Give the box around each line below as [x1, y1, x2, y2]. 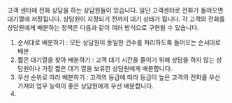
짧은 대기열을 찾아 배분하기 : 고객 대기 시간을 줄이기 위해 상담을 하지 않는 [17, 56, 215, 64]
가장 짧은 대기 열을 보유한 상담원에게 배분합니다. [41, 65, 173, 72]
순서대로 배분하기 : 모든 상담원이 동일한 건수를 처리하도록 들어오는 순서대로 [17, 38, 222, 47]
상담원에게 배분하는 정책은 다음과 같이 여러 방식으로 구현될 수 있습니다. [7, 24, 199, 31]
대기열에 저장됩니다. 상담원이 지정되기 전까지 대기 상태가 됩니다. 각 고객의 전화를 [7, 15, 226, 23]
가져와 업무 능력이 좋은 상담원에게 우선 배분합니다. [17, 82, 154, 90]
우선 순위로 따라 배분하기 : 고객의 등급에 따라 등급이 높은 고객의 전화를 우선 [17, 73, 221, 81]
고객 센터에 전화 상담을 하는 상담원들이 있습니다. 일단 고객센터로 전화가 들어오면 [7, 6, 224, 14]
